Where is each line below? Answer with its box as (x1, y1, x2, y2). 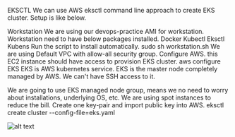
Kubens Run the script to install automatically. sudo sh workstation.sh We (7, 42, 220, 50)
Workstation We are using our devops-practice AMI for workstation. (7, 28, 205, 35)
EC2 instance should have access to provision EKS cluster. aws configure (7, 57, 221, 66)
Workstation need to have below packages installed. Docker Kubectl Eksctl (7, 35, 225, 43)
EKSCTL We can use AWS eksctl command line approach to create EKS (7, 6, 215, 14)
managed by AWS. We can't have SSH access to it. (7, 72, 155, 81)
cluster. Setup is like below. (7, 13, 87, 22)
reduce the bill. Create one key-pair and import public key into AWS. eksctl (7, 101, 224, 109)
